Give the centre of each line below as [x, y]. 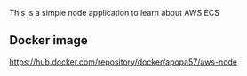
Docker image [48, 40]
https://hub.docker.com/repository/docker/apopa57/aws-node [123, 62]
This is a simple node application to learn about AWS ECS [115, 13]
